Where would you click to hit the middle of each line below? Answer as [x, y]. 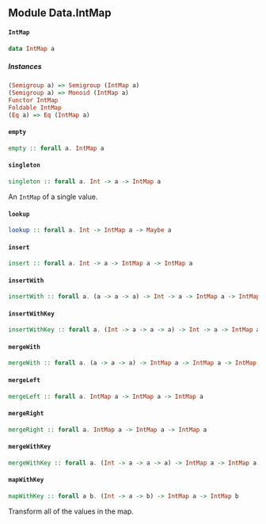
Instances [25, 67]
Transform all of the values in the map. [71, 511]
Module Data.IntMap [60, 13]
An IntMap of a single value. [53, 197]
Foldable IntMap [35, 108]
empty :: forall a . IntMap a [56, 149]
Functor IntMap [33, 101]
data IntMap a [32, 48]
